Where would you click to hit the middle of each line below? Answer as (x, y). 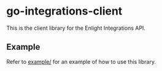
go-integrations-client (64, 11)
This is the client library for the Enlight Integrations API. (76, 28)
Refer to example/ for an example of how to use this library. (81, 61)
